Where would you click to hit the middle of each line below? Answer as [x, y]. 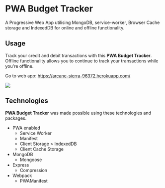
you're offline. [19, 66]
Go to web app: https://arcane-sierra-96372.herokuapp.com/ [68, 76]
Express [21, 165]
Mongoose [31, 160]
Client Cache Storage [41, 149]
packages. [16, 118]
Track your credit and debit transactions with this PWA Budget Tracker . [79, 55]
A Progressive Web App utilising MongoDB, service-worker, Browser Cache [82, 22]
